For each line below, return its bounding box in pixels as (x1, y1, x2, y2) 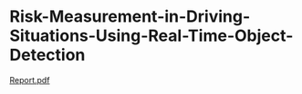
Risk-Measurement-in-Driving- (9, 6, 251, 27)
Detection (9, 45, 86, 65)
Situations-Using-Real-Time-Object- (9, 25, 294, 46)
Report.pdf (9, 74, 50, 85)
